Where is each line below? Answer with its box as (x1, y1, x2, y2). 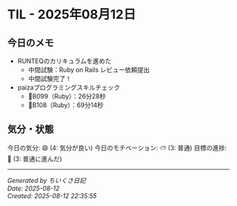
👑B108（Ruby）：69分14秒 (28, 101, 104, 109)
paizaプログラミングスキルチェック (17, 83, 121, 92)
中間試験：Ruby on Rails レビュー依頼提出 (28, 66, 150, 74)
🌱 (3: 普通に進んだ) (7, 154, 62, 163)
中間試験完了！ (28, 75, 72, 83)
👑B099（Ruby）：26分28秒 (28, 92, 107, 100)
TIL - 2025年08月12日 (7, 6, 136, 23)
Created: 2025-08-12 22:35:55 (7, 191, 97, 200)
